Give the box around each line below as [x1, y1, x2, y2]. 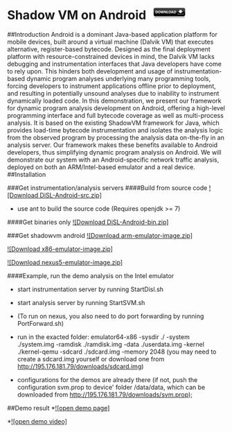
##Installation [7, 170, 46, 178]
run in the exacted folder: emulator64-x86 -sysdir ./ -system [17, 332, 190, 341]
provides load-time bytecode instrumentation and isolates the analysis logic [7, 126, 224, 134]
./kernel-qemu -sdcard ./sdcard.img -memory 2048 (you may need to [17, 347, 217, 356]
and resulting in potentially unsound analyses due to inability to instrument [7, 89, 220, 97]
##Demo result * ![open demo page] [7, 404, 110, 412]
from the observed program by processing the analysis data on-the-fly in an [7, 133, 225, 141]
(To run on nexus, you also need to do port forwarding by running [17, 311, 204, 320]
